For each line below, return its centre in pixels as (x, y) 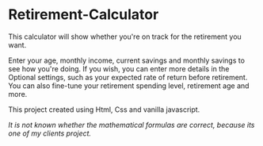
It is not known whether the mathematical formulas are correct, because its (131, 125)
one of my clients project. (50, 133)
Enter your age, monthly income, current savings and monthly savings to (127, 60)
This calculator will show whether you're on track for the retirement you (125, 36)
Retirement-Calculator (84, 15)
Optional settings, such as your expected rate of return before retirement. (128, 77)
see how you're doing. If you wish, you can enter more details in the (119, 68)
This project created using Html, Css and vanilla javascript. (104, 109)
